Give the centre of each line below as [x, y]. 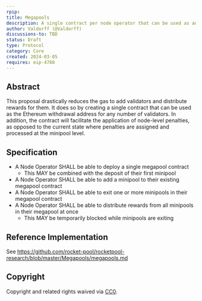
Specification [32, 152]
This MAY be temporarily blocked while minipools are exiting [99, 218]
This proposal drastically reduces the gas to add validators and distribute [97, 101]
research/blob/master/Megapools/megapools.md [67, 258]
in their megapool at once [47, 212]
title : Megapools [28, 17]
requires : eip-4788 [31, 62]
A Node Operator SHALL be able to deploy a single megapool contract [102, 167]
